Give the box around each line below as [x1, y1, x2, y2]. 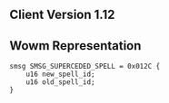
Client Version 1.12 [9, 7, 115, 23]
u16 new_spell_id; [25, 70, 95, 80]
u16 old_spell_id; [25, 78, 95, 87]
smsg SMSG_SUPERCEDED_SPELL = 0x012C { [9, 62, 161, 71]
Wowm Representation [9, 38, 142, 53]
